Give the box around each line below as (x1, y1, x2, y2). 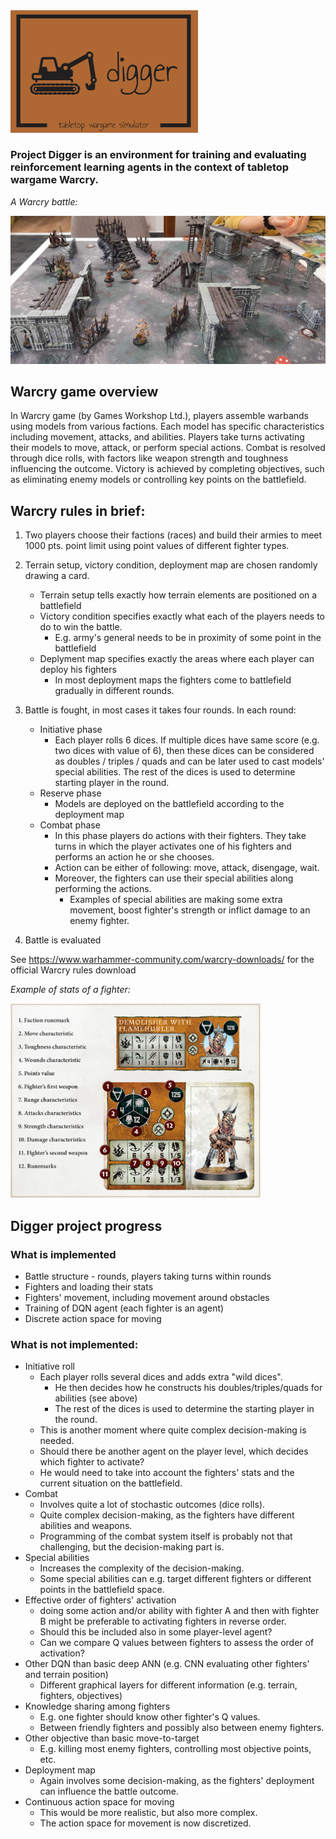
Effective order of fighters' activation (24, 1594, 177, 1606)
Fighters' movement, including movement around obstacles (24, 1292, 270, 1304)
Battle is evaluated (24, 934, 102, 946)
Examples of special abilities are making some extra (69, 894, 283, 906)
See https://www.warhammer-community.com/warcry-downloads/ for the (10, 954, 315, 966)
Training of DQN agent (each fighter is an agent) (24, 1302, 225, 1314)
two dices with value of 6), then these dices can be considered (54, 745, 315, 757)
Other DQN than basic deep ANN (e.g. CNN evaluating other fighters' (24, 1658, 310, 1670)
